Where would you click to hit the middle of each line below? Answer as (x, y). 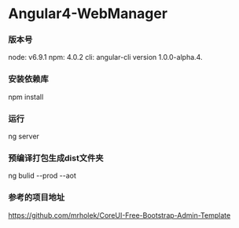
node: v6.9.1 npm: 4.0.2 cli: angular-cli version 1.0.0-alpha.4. (105, 57)
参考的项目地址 (37, 197)
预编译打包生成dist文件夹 (56, 158)
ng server (24, 136)
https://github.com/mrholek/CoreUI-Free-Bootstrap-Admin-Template (119, 215)
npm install (26, 97)
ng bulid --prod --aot (42, 176)
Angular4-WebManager (88, 14)
